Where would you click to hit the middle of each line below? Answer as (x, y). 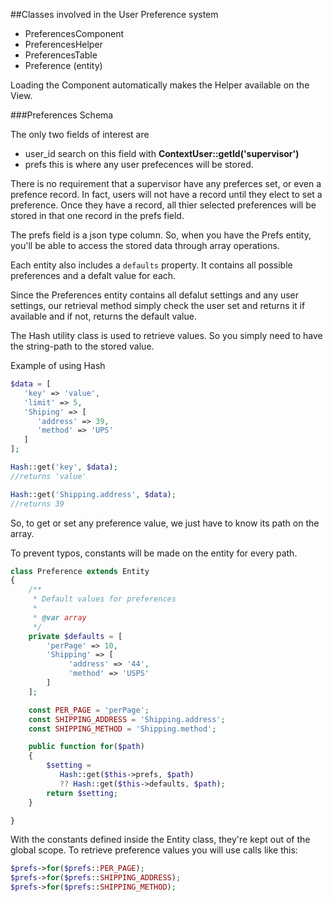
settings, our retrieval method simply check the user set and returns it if (158, 305)
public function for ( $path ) (86, 747)
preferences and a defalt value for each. (93, 275)
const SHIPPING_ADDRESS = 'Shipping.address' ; (127, 719)
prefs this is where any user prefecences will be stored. (139, 164)
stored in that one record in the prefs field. (97, 215)
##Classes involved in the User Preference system (114, 14)
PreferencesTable (61, 55)
